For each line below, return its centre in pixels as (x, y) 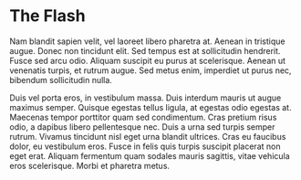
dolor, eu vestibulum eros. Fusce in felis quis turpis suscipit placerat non (145, 146)
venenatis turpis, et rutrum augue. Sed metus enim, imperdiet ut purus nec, (150, 70)
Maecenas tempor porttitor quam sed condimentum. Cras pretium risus (143, 117)
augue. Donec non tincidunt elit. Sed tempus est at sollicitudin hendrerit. (145, 50)
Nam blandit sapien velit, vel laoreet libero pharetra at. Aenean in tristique (147, 41)
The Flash (47, 16)
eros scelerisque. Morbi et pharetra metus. (90, 165)
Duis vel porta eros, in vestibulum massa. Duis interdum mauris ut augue (145, 98)
